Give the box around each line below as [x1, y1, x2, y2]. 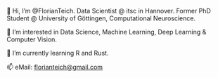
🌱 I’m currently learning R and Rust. [6, 49, 109, 57]
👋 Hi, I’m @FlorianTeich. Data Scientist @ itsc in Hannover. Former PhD [6, 7, 212, 15]
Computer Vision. [6, 35, 58, 44]
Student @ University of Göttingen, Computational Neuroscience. [6, 14, 196, 22]
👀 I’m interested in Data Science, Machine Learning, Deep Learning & [6, 28, 207, 36]
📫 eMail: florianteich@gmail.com [6, 63, 103, 71]
